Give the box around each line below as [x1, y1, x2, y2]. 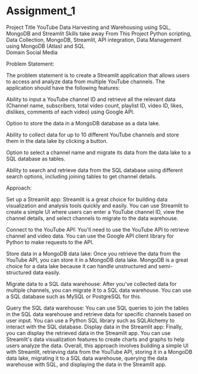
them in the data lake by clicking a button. [6, 137, 108, 144]
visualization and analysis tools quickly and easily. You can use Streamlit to [6, 202, 189, 209]
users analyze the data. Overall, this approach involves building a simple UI [6, 342, 189, 349]
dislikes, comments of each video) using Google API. [6, 108, 135, 115]
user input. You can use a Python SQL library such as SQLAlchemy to [6, 317, 175, 324]
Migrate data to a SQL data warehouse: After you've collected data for [6, 280, 177, 287]
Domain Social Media [6, 48, 58, 56]
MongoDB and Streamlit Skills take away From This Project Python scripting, [6, 30, 192, 37]
